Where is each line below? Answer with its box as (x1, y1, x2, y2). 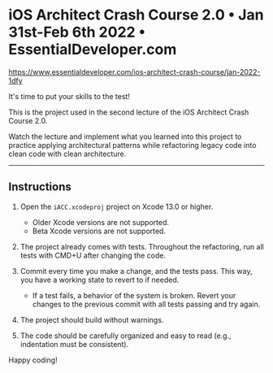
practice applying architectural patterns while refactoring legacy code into (8, 140, 257, 150)
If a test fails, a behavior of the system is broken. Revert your (32, 290, 236, 300)
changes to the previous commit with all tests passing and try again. (32, 299, 261, 309)
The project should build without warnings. (19, 314, 164, 324)
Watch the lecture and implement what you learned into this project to (8, 132, 242, 141)
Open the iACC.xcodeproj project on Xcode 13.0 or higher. (19, 202, 214, 211)
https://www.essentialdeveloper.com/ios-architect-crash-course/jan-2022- (8, 67, 262, 76)
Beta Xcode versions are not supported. (32, 226, 167, 236)
